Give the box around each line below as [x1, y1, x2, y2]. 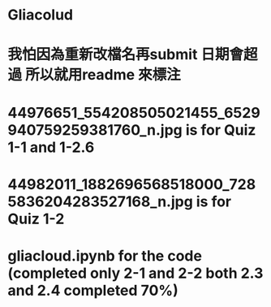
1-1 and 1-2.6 [7, 138, 95, 156]
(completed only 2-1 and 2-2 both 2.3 [7, 264, 264, 282]
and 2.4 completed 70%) [7, 281, 179, 300]
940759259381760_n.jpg [7, 120, 183, 139]
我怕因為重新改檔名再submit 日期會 [7, 45, 244, 64]
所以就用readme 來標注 [24, 66, 182, 84]
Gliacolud [7, 6, 74, 24]
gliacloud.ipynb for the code [7, 246, 202, 265]
